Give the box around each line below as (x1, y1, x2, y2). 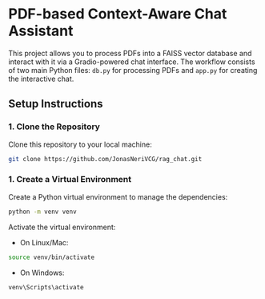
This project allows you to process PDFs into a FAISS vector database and (8, 48, 252, 58)
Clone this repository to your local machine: (8, 139, 152, 149)
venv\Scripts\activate (8, 283, 84, 291)
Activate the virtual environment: (8, 222, 116, 232)
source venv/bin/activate (8, 253, 94, 261)
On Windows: (19, 268, 65, 277)
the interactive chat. (8, 74, 74, 83)
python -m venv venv (8, 208, 78, 216)
